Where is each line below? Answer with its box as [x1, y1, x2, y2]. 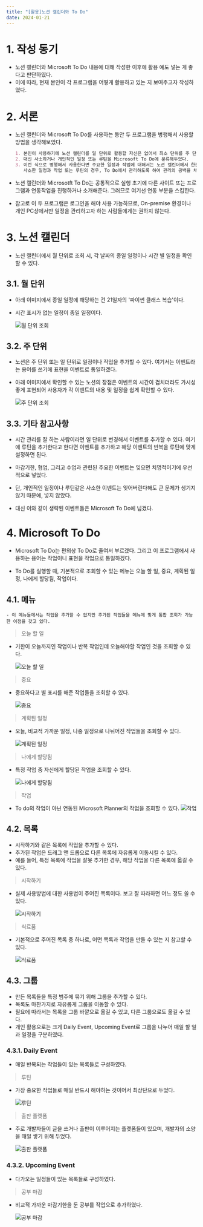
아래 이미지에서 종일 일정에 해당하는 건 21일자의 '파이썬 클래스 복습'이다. [14, 296, 185, 303]
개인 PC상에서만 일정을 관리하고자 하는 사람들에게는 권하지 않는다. [14, 207, 171, 214]
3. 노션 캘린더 [6, 231, 71, 245]
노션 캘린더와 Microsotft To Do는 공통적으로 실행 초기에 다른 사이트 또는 [14, 179, 185, 186]
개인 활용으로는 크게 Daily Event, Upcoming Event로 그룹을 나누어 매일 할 [14, 1023, 190, 1030]
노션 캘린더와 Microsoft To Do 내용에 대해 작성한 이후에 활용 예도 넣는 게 [14, 64, 187, 71]
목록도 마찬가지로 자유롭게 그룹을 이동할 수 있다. [14, 1000, 128, 1008]
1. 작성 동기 [6, 42, 59, 56]
